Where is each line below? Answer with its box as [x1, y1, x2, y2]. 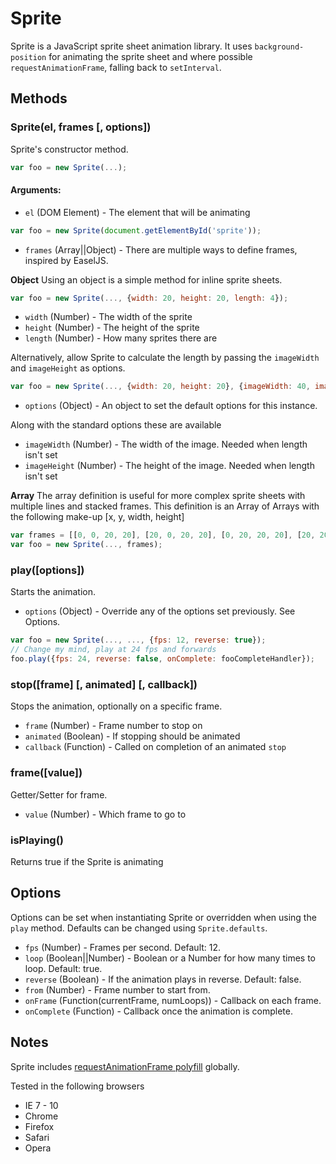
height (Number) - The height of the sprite [24, 322, 200, 334]
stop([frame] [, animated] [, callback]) [10, 677, 198, 691]
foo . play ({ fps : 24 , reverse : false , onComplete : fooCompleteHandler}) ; [10, 654, 316, 664]
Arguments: [10, 184, 62, 196]
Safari [24, 1131, 50, 1143]
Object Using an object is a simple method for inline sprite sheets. [10, 273, 283, 286]
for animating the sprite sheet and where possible [48, 50, 253, 62]
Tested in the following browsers [10, 1080, 145, 1092]
